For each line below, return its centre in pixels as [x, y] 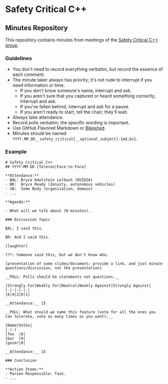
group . [12, 45]
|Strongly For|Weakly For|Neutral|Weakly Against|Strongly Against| [78, 285]
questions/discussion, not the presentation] [53, 268]
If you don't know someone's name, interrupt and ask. [76, 91]
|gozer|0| [16, 343]
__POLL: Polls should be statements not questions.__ [63, 277]
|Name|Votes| [19, 325]
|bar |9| [16, 338]
